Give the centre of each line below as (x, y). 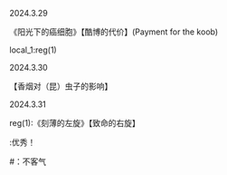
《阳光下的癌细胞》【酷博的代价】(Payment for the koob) (114, 32)
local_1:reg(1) (33, 50)
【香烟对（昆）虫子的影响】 (61, 86)
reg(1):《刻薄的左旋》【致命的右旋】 (75, 123)
